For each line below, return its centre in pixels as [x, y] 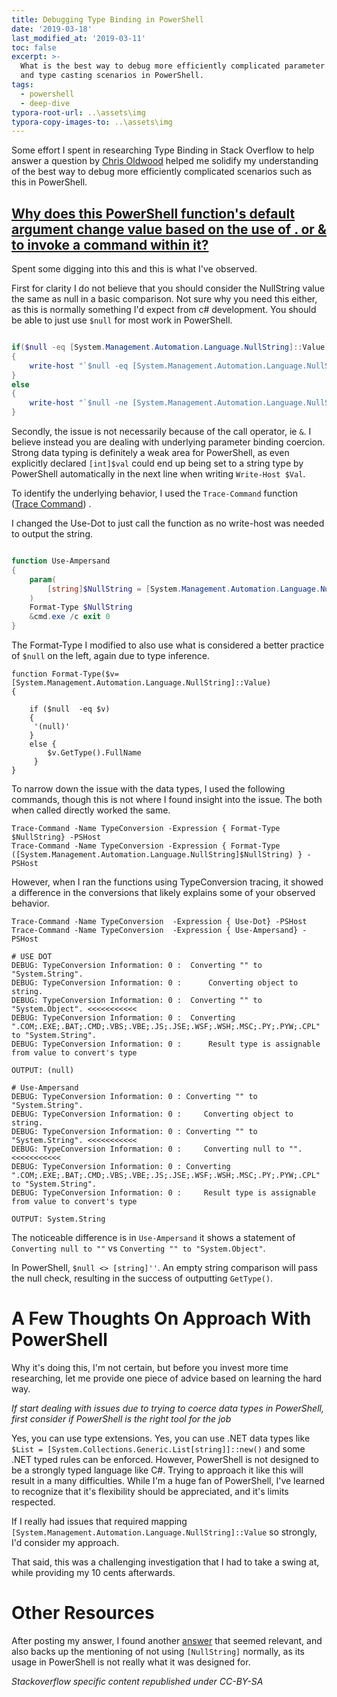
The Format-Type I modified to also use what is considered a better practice [168, 645]
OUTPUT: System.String [58, 1219]
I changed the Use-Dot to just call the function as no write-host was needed [168, 523]
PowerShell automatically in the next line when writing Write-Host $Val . [158, 474]
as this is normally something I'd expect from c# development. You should [164, 310]
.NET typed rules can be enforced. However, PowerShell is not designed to [165, 1459]
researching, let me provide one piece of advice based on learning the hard [167, 1378]
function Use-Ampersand [61, 561]
